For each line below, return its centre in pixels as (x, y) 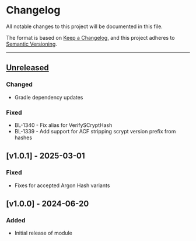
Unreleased (28, 68)
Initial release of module (43, 233)
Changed (20, 84)
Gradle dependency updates (49, 97)
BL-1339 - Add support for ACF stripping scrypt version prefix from (95, 131)
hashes (23, 137)
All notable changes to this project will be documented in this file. (85, 26)
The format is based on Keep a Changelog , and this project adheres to (90, 37)
